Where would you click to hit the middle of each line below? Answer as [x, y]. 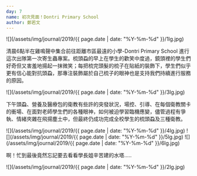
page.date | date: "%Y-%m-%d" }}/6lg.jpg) [128, 143]
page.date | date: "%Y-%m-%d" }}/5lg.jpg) [131, 137]
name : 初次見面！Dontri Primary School [52, 17]
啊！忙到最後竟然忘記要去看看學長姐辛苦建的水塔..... [69, 155]
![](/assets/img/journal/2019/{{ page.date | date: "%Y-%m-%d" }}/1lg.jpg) [95, 39]
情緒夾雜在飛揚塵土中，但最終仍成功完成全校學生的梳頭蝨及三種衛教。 [101, 119]
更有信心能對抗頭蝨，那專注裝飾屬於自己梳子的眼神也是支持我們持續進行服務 [98, 73]
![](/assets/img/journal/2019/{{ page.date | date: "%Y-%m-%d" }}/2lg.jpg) [96, 167]
